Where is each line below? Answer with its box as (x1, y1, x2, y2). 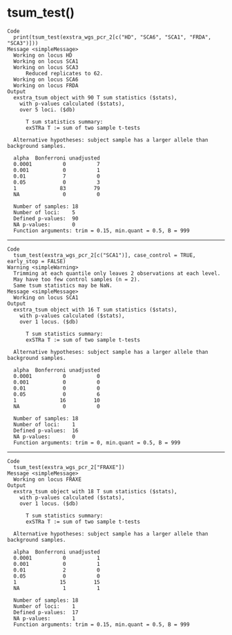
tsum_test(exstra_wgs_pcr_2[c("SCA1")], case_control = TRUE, (13, 252, 196, 258)
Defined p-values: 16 (13, 427, 79, 434)
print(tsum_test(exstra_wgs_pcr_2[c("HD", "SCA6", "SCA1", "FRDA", (13, 33, 212, 41)
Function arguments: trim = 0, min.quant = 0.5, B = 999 (13, 439, 181, 446)
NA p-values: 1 (13, 615, 76, 622)
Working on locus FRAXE (13, 475, 81, 483)
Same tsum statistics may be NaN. (13, 282, 113, 289)
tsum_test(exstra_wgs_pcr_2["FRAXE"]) (13, 464, 126, 471)
